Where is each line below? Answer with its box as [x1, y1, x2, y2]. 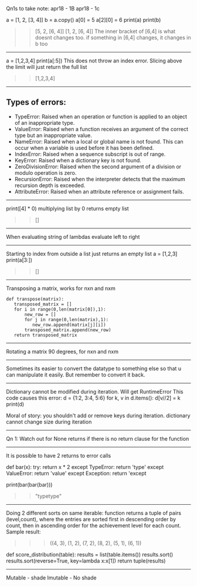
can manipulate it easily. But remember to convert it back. [6, 371, 145, 378]
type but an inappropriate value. [14, 132, 93, 139]
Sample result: [6, 528, 41, 535]
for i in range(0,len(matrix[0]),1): [13, 306, 107, 312]
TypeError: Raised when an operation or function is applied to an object [14, 113, 188, 120]
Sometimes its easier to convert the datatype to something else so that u [6, 365, 182, 372]
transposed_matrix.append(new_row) [24, 327, 111, 333]
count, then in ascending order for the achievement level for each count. [6, 522, 181, 529]
